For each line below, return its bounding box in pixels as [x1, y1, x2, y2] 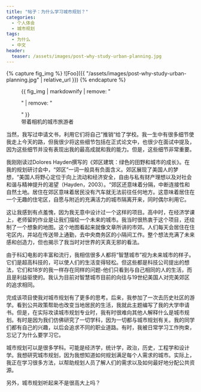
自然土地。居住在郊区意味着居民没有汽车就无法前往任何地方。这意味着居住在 [6, 188, 195, 195]
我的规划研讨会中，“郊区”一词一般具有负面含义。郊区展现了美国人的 [6, 166, 173, 173]
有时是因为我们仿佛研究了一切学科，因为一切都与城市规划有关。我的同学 [16, 316, 195, 323]
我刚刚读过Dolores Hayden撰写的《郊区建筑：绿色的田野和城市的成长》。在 [6, 158, 190, 165]
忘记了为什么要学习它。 [6, 331, 64, 338]
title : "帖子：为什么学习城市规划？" [6, 8, 89, 15]
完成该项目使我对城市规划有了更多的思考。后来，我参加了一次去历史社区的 [6, 294, 190, 301]
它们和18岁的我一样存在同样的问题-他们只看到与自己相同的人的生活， [16, 266, 187, 273]
